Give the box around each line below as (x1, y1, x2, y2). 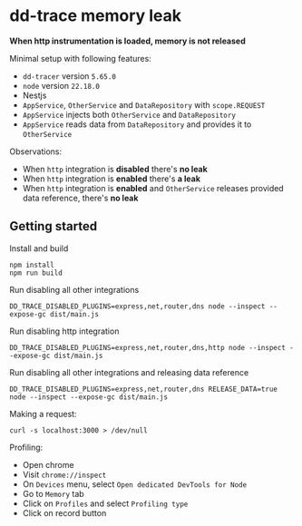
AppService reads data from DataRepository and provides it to (22, 119, 252, 130)
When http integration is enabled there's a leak (22, 173, 201, 184)
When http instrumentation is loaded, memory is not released (9, 35, 247, 46)
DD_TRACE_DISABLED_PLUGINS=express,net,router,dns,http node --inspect (9, 343, 286, 352)
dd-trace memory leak (9, 5, 182, 26)
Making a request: (9, 408, 77, 419)
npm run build (9, 268, 63, 278)
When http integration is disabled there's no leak (22, 163, 209, 174)
